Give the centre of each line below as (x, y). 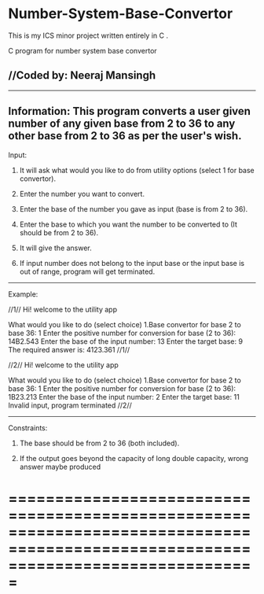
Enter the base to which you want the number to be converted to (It (128, 224)
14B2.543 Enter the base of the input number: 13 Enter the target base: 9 (126, 341)
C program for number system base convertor (82, 50)
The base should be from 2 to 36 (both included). (99, 443)
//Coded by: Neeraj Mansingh (82, 76)
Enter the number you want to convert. (82, 194)
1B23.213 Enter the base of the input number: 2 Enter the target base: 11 (124, 397)
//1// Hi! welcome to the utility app (63, 309)
